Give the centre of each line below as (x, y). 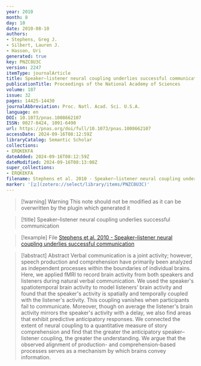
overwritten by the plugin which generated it (75, 208)
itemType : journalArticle (38, 73)
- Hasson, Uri (24, 51)
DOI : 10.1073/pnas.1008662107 (44, 117)
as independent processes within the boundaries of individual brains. (106, 268)
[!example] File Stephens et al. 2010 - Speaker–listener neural (97, 237)
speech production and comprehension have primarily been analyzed (106, 262)
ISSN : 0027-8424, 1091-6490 (41, 123)
